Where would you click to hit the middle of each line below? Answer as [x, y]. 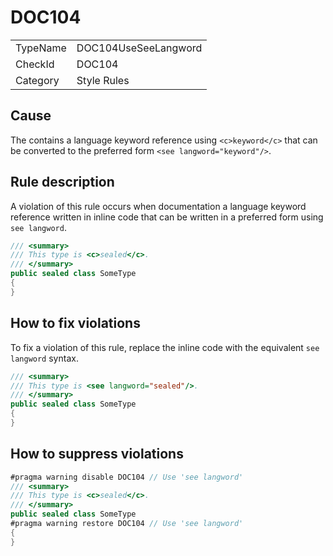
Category [37, 80]
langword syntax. [44, 358]
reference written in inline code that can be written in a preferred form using [167, 217]
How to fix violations [75, 323]
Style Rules [103, 80]
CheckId [35, 64]
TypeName [41, 48]
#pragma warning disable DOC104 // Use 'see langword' [127, 477]
